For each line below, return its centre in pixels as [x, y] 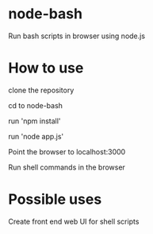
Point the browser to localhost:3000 [67, 151]
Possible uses [55, 199]
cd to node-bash [36, 105]
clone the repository [41, 90]
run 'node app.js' [36, 136]
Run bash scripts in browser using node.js [76, 36]
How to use [46, 68]
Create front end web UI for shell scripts [74, 221]
